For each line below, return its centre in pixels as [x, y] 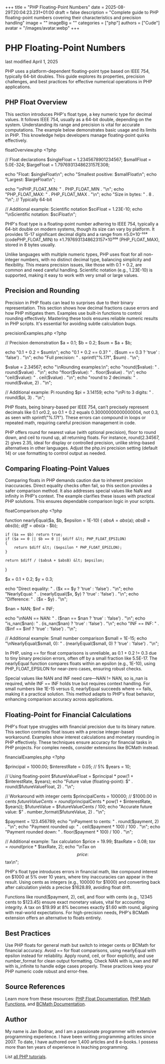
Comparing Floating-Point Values [57, 468]
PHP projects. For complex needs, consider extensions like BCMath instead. [82, 748]
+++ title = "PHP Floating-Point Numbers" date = [55, 7]
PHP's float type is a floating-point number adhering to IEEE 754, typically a [82, 224]
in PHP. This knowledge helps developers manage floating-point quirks [77, 135]
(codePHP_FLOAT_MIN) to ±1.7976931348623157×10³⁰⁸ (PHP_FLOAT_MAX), [82, 239]
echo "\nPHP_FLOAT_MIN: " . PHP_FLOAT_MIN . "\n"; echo [65, 189]
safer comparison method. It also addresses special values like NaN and [78, 491]
